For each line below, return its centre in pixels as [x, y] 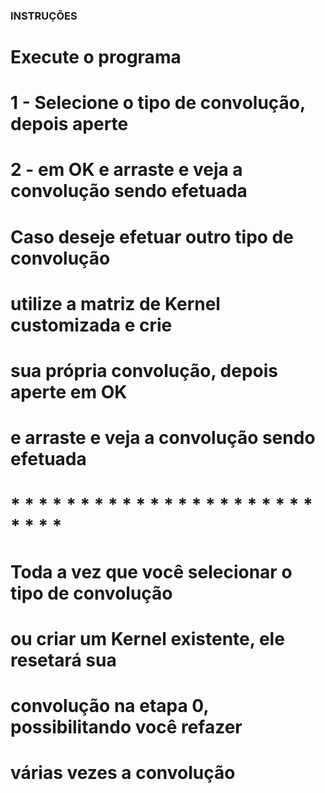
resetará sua [63, 660]
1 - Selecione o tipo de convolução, [158, 103]
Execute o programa [96, 57]
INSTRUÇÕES [44, 16]
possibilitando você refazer [126, 726]
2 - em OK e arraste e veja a [126, 170]
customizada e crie [91, 325]
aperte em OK [69, 392]
